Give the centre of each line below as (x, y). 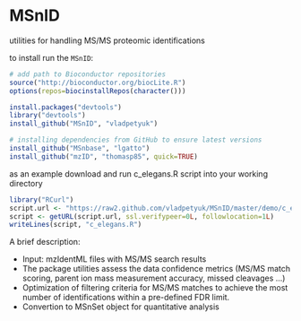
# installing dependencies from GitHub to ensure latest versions (136, 140)
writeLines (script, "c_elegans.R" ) (76, 225)
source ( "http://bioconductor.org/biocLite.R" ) (98, 82)
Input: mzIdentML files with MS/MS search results (114, 259)
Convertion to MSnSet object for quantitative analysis (120, 307)
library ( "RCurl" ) (42, 200)
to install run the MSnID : (52, 57)
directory (26, 183)
